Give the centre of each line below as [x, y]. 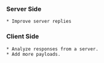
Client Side [23, 37]
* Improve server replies [39, 22]
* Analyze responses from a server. [52, 49]
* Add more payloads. [34, 54]
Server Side [24, 9]
